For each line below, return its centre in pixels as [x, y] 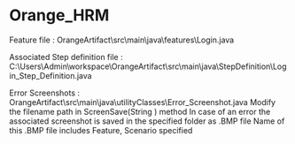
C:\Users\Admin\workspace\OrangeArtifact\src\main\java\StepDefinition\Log [148, 66]
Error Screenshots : [45, 93]
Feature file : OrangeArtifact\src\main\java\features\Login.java [122, 40]
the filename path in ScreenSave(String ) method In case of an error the [140, 111]
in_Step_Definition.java [50, 75]
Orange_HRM [59, 15]
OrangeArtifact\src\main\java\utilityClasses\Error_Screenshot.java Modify [143, 102]
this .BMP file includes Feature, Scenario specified [101, 130]
